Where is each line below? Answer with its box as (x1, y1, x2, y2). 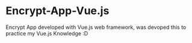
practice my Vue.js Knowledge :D (5, 29, 88, 37)
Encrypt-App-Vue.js (5, 4, 110, 18)
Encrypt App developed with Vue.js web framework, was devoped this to (5, 24, 187, 31)
